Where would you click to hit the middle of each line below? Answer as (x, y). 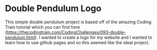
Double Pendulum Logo (53, 8)
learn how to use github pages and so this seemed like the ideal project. (77, 42)
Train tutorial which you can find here (43, 27)
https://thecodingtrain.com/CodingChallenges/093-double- (66, 32)
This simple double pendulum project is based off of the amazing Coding (78, 22)
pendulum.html (20, 37)
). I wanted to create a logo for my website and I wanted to (94, 37)
